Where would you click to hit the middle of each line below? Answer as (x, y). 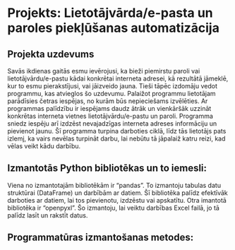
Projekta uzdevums (51, 54)
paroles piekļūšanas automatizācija (114, 28)
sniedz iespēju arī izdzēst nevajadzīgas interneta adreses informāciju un (112, 124)
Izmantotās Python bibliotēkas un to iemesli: (107, 168)
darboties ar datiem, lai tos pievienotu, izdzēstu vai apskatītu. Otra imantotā (117, 200)
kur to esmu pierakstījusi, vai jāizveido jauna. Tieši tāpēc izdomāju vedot (112, 86)
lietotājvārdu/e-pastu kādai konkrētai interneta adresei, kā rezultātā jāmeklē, (118, 78)
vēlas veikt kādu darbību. (44, 146)
